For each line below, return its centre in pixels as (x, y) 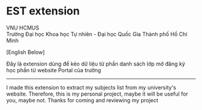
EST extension (43, 11)
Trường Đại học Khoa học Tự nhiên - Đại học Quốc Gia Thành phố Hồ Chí (97, 34)
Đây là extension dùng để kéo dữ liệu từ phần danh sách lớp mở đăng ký (96, 64)
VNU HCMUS (23, 28)
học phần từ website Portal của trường (54, 70)
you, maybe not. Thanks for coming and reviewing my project (82, 100)
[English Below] (26, 52)
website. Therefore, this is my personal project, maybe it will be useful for (97, 94)
